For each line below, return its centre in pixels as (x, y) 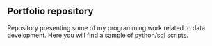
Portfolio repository (50, 11)
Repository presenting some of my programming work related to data (106, 27)
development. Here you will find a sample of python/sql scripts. (98, 35)
